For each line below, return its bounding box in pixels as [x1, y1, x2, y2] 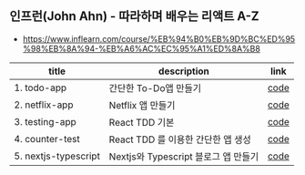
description [158, 65, 209, 77]
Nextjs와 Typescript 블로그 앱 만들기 [108, 149, 259, 162]
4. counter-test [14, 132, 80, 145]
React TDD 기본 [108, 116, 175, 129]
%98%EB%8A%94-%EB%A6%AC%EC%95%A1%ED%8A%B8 [22, 43, 261, 54]
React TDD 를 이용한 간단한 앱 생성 [108, 133, 252, 146]
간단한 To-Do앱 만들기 [108, 81, 202, 94]
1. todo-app [14, 81, 66, 94]
